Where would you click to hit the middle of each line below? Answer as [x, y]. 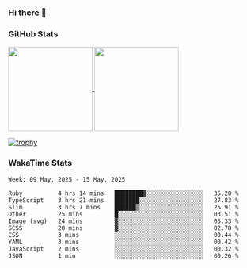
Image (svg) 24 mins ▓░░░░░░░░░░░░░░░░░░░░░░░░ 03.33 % [123, 221]
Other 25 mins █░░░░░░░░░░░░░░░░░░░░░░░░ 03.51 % [123, 214]
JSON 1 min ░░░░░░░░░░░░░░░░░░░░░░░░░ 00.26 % [123, 256]
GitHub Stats [33, 33]
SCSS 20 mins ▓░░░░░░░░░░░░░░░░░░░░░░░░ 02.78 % [123, 228]
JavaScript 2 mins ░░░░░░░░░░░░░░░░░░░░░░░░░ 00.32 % [123, 249]
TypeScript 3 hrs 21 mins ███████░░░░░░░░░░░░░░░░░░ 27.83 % [123, 200]
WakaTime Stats [40, 163]
